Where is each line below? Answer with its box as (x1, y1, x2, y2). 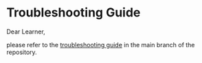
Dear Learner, (6, 27, 45, 36)
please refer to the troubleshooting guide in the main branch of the (6, 40, 195, 49)
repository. (6, 48, 37, 56)
